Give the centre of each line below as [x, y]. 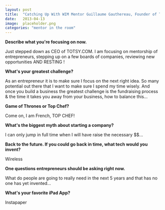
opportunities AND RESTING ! [35, 62]
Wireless [14, 159]
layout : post [18, 10]
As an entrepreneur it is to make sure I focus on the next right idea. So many [82, 81]
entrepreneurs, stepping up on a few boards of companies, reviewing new [80, 57]
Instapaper [16, 203]
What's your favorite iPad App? [38, 193]
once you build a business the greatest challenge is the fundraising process [82, 91]
